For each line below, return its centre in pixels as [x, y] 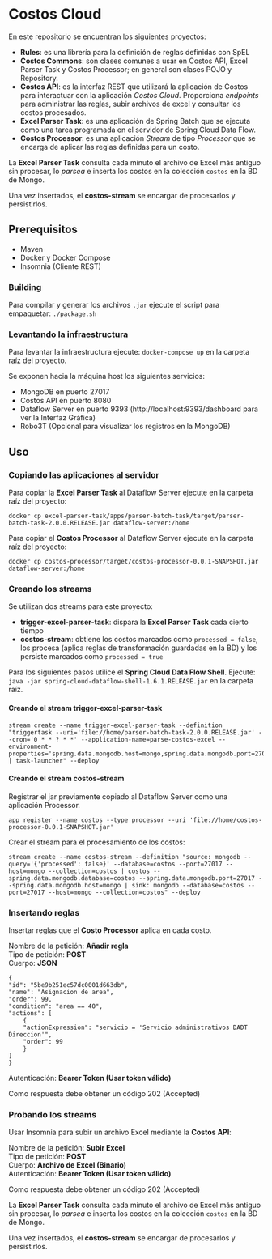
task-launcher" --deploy [57, 761]
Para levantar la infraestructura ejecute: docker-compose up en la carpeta [129, 352]
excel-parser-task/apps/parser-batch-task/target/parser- [144, 516]
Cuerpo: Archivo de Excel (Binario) [68, 1165]
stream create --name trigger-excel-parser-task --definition [115, 725]
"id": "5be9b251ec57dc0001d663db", [68, 985]
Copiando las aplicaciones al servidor [84, 474]
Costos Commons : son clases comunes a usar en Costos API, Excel [134, 61]
